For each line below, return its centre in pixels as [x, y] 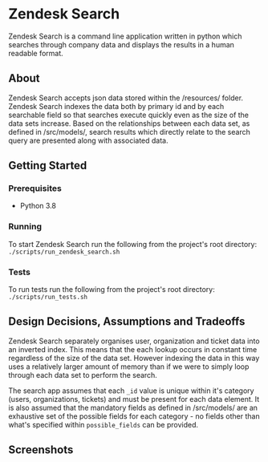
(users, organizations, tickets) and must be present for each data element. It [134, 399]
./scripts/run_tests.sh [48, 298]
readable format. [36, 53]
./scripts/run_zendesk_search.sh [64, 252]
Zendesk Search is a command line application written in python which [125, 36]
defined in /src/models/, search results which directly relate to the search [129, 132]
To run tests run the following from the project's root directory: [112, 290]
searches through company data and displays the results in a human [122, 44]
